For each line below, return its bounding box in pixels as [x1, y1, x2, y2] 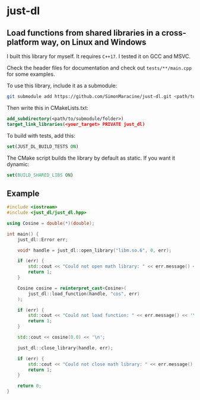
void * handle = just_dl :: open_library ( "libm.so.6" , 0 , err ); [17, 247, 172, 253]
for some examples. [7, 71, 55, 78]
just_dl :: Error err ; [17, 236, 68, 243]
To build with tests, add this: [7, 132, 76, 139]
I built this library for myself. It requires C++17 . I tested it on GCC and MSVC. [7, 53, 191, 60]
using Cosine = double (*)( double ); [7, 220, 95, 226]
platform [7, 37, 39, 47]
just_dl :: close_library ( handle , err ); [17, 345, 113, 351]
